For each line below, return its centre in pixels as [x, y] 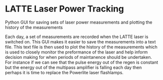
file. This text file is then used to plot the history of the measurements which [81, 47]
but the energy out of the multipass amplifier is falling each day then [73, 67]
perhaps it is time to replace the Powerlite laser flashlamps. [64, 72]
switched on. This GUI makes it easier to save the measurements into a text [81, 41]
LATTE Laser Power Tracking [64, 9]
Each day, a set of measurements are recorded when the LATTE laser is [77, 37]
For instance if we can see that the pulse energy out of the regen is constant [81, 62]
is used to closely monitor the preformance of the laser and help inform [76, 52]
